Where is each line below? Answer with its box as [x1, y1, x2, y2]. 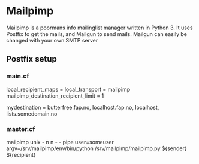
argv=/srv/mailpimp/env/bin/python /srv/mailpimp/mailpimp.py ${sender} [6, 145, 187, 152]
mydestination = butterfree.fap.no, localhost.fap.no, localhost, [6, 104, 159, 111]
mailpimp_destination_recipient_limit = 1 [6, 92, 104, 99]
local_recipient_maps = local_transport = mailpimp [6, 86, 131, 93]
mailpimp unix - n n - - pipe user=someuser [6, 138, 114, 145]
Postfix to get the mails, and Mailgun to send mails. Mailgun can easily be [6, 30, 188, 37]
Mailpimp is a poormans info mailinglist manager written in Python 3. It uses [6, 24, 193, 31]
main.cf [6, 72, 29, 80]
